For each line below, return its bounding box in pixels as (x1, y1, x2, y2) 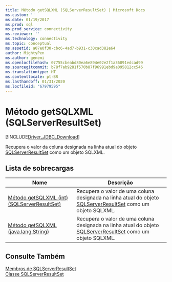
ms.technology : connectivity (5, 36, 68, 42)
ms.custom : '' (5, 12, 36, 17)
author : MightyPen (5, 50, 45, 55)
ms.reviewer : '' (5, 31, 40, 36)
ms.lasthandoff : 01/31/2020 (5, 79, 66, 84)
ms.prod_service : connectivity (5, 27, 72, 32)
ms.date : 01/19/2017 (5, 17, 50, 22)
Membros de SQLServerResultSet (5, 266, 77, 272)
